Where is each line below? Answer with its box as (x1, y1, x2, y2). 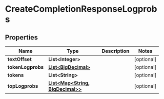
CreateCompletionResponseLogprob (5, 3, 158, 15)
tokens (7, 72, 24, 79)
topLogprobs (7, 83, 38, 89)
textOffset (7, 56, 32, 62)
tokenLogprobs (7, 64, 44, 70)
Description (102, 48, 130, 54)
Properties (5, 33, 38, 41)
